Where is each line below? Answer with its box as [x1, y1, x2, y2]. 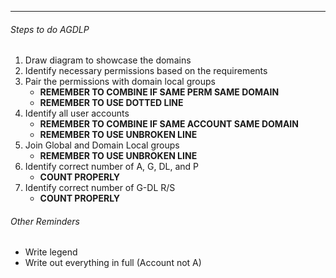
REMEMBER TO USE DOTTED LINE [39, 97, 184, 109]
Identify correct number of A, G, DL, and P [24, 161, 200, 173]
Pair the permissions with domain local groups [24, 76, 216, 88]
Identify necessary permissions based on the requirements [24, 65, 268, 77]
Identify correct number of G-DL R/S [24, 182, 176, 194]
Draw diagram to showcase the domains [24, 54, 192, 66]
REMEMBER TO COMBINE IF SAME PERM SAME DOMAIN [39, 86, 280, 98]
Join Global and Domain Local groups [24, 139, 180, 151]
